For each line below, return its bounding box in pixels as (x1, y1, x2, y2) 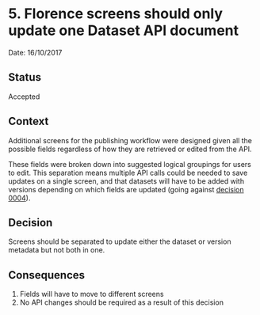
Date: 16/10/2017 (8, 47, 63, 57)
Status (8, 70, 42, 84)
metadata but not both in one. (8, 245, 105, 255)
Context (8, 115, 49, 128)
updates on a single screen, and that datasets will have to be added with (8, 176, 244, 186)
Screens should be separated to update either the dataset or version (8, 237, 231, 246)
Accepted (8, 92, 40, 101)
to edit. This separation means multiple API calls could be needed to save (8, 168, 248, 177)
